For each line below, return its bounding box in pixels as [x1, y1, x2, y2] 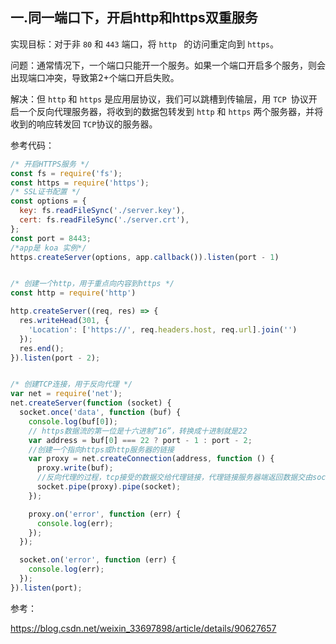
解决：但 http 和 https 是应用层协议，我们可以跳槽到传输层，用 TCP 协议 [10, 93, 309, 105]
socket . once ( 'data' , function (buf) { [19, 408, 182, 418]
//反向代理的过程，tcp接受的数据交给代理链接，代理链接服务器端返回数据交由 [36, 473, 313, 483]
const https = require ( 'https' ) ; [10, 178, 150, 188]
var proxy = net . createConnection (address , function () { [28, 454, 275, 464]
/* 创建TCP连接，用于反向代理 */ [10, 379, 133, 390]
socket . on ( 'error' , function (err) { [19, 555, 177, 565]
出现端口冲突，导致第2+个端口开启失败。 [10, 71, 180, 83]
